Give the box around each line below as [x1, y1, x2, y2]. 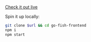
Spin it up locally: [5, 14, 40, 19]
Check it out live [5, 4, 38, 10]
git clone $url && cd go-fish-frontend [5, 23, 87, 28]
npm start [5, 32, 25, 37]
